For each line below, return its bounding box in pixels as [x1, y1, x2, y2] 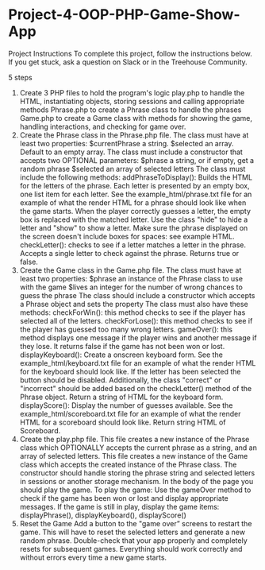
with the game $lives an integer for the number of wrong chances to [19, 282, 244, 292]
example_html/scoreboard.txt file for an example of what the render [19, 409, 241, 418]
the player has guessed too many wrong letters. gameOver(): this [19, 324, 232, 334]
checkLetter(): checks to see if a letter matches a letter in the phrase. [19, 240, 246, 250]
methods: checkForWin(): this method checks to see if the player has [19, 308, 246, 317]
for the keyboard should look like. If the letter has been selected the [19, 366, 241, 376]
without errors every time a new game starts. [19, 553, 167, 562]
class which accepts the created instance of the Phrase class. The [19, 459, 237, 469]
